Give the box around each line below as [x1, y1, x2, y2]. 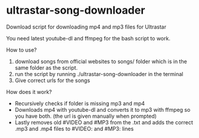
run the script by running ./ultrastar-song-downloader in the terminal [14, 70, 184, 77]
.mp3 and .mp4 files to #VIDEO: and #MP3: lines [14, 125, 134, 132]
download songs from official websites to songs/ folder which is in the [14, 58, 188, 65]
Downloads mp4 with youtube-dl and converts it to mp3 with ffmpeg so [14, 106, 191, 113]
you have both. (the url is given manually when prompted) [14, 112, 157, 120]
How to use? [6, 46, 37, 54]
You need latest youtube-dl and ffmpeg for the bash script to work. [6, 34, 171, 42]
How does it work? [6, 88, 52, 95]
